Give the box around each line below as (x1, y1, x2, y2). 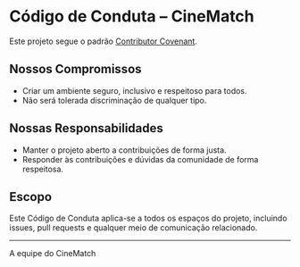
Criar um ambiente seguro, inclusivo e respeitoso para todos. (21, 85, 247, 96)
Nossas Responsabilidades (9, 121, 163, 136)
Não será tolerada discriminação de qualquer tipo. (21, 95, 207, 105)
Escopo (9, 189, 52, 204)
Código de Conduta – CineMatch (9, 6, 254, 27)
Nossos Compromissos (9, 62, 142, 77)
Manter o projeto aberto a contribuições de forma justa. (21, 145, 227, 155)
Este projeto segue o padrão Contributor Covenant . (9, 36, 198, 46)
